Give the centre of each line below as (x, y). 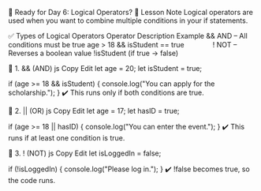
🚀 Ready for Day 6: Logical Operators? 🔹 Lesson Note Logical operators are (131, 12)
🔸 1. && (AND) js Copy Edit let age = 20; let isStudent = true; (105, 68)
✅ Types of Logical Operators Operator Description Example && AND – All (128, 36)
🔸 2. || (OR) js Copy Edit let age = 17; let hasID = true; (94, 111)
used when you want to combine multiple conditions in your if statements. (128, 21)
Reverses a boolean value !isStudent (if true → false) (93, 53)
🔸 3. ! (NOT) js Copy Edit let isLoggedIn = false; (85, 153)
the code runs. (32, 180)
